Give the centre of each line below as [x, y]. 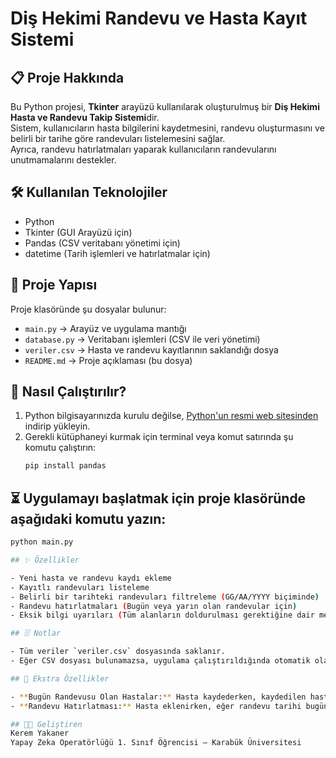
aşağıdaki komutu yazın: [88, 518]
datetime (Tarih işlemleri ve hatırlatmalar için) [117, 253]
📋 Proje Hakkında [67, 77]
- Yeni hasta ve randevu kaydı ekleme [91, 578]
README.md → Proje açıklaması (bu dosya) [108, 360]
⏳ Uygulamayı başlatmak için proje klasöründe [158, 498]
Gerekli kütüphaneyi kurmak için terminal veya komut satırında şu [159, 437]
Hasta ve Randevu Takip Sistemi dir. [85, 117]
